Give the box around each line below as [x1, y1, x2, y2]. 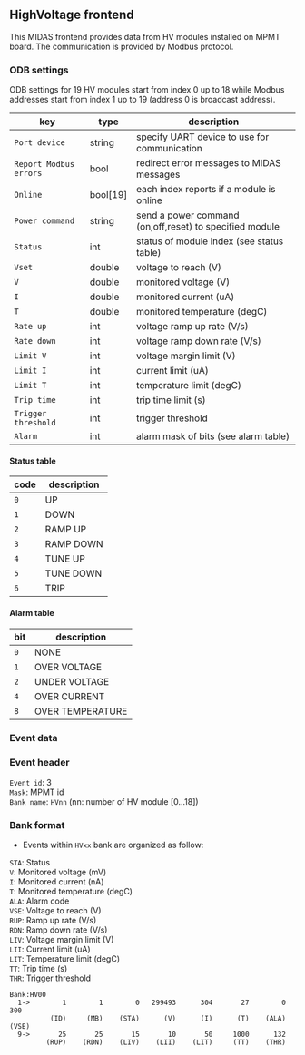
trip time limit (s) [135, 394, 206, 406]
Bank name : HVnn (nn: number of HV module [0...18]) [9, 796, 199, 806]
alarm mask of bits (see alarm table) [135, 430, 290, 443]
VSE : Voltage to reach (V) [9, 905, 102, 916]
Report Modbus [14, 159, 75, 170]
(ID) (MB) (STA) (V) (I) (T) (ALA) [49, 1014, 286, 1023]
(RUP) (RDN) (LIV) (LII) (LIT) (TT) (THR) [45, 1038, 286, 1047]
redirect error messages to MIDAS [135, 157, 281, 170]
